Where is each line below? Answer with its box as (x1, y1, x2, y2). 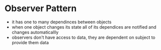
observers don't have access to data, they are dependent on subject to (11, 34, 156, 40)
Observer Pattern (4, 3, 77, 14)
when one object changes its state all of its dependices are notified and (11, 24, 157, 30)
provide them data (11, 39, 49, 45)
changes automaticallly (11, 29, 59, 35)
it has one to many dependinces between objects (11, 19, 111, 25)
